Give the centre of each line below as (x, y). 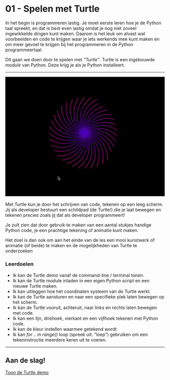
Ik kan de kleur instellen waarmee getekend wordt (65, 329)
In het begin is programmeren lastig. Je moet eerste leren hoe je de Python (83, 23)
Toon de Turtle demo (27, 372)
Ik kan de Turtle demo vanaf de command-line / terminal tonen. (78, 275)
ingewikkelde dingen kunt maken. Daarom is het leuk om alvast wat (75, 33)
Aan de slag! (25, 360)
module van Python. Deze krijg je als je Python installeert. (65, 65)
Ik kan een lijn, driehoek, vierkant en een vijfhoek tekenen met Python (85, 318)
